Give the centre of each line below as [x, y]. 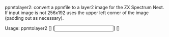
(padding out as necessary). [34, 18]
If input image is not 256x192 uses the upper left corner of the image [77, 13]
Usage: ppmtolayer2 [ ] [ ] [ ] [62, 28]
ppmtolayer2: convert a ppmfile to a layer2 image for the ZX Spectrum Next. [84, 7]
